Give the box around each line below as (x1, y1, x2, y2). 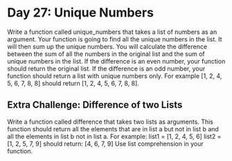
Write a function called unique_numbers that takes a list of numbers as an (7, 28, 217, 36)
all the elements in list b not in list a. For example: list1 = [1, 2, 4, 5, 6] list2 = (7, 132, 222, 140)
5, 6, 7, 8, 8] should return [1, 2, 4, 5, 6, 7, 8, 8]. (7, 79, 140, 87)
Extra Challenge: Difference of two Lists (7, 99, 183, 111)
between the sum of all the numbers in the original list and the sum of (7, 50, 206, 58)
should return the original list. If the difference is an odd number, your (7, 64, 206, 73)
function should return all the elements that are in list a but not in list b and (7, 124, 220, 133)
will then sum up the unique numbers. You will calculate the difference (7, 42, 208, 50)
